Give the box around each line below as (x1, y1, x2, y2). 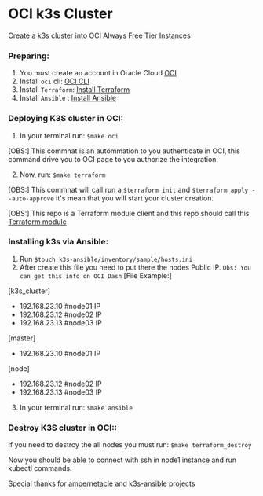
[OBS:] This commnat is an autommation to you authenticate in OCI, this (8, 146, 241, 156)
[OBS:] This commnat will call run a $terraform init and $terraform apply (8, 185, 249, 194)
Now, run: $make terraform (19, 170, 106, 179)
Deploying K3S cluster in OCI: (8, 113, 124, 124)
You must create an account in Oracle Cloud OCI (19, 68, 177, 78)
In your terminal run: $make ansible (19, 402, 133, 412)
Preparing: (8, 50, 49, 61)
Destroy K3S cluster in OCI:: (8, 422, 118, 433)
